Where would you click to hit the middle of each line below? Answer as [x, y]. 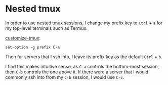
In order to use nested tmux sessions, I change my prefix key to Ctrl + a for [84, 23]
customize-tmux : [23, 38]
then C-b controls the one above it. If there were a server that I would [77, 72]
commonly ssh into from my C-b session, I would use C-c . [65, 77]
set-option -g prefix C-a [32, 47]
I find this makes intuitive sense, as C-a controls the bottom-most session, [82, 66]
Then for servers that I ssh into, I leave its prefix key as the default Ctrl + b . [84, 57]
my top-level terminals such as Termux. [46, 28]
